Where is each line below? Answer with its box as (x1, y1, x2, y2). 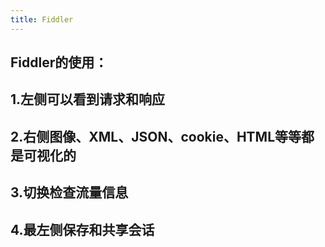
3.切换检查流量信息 (10, 184, 129, 201)
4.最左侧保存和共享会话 (10, 221, 155, 238)
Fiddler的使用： (10, 54, 108, 71)
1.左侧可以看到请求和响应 (10, 91, 166, 108)
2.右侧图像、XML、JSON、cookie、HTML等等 (10, 128, 302, 145)
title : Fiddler (10, 14, 74, 25)
